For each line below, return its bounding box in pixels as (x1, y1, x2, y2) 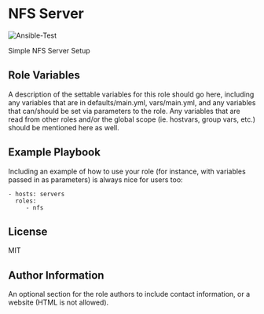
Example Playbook (8, 146, 101, 159)
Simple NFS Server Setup (8, 46, 90, 55)
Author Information (8, 268, 104, 282)
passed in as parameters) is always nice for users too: (8, 174, 183, 184)
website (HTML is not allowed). (8, 298, 109, 307)
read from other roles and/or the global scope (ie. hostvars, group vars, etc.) (8, 115, 256, 124)
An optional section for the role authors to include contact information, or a (8, 290, 251, 299)
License (8, 225, 48, 238)
